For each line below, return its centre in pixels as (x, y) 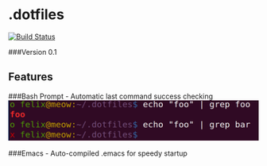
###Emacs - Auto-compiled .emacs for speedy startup (98, 153)
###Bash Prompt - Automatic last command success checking (110, 96)
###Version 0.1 (33, 52)
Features (31, 77)
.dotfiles (37, 15)
